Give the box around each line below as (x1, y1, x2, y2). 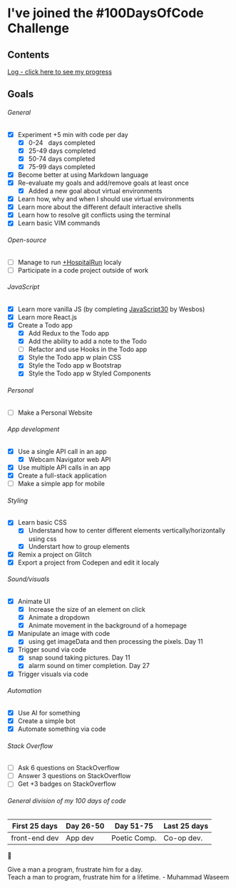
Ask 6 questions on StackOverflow (17, 764, 120, 772)
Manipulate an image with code (17, 630, 111, 638)
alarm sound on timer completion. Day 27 (28, 662, 150, 670)
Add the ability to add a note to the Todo (28, 337, 148, 345)
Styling (7, 496, 29, 505)
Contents (7, 49, 50, 61)
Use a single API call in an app (17, 447, 107, 455)
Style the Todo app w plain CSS (28, 353, 121, 362)
